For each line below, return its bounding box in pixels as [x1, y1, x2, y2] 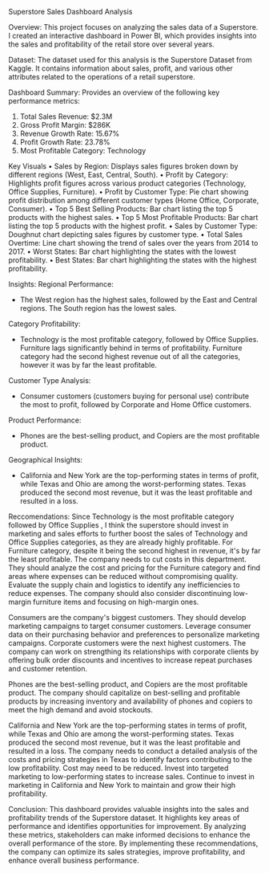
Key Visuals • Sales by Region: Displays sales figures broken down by [8, 161, 239, 171]
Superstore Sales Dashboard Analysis [8, 7, 133, 16]
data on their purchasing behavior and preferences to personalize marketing [8, 630, 260, 639]
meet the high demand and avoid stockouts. [8, 705, 154, 714]
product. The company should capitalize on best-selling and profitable [8, 688, 240, 697]
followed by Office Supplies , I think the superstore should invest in [8, 520, 229, 529]
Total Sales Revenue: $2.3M [19, 112, 113, 121]
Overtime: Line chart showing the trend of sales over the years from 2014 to [8, 239, 259, 247]
